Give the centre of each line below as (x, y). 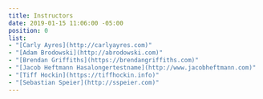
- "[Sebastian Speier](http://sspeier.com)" (84, 82)
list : (17, 38)
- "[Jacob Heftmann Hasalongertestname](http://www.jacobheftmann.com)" (132, 68)
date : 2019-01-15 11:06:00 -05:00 (66, 23)
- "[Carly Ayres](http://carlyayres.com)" (80, 46)
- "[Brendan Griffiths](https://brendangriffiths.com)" (103, 61)
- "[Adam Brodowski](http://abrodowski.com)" (85, 53)
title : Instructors (41, 16)
